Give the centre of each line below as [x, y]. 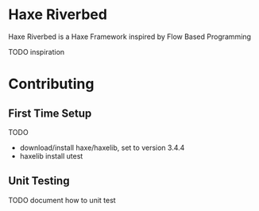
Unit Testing [39, 181]
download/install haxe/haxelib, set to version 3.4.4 [102, 148]
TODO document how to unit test [62, 200]
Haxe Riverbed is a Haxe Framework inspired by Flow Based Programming [130, 36]
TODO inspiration [37, 52]
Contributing [51, 84]
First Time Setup [50, 113]
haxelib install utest [51, 155]
